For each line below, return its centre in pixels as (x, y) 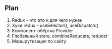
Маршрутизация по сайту (39, 41)
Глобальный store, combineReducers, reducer (59, 36)
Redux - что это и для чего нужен (47, 20)
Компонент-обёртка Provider (42, 30)
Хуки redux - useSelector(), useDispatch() (55, 25)
